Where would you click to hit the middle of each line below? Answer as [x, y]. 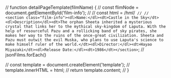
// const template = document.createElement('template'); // [68, 65]
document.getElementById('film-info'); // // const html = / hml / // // [77, 13]
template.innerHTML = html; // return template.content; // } [67, 70]
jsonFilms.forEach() [26, 55]
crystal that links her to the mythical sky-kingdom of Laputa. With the [86, 27]
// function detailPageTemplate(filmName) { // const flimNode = [72, 7]
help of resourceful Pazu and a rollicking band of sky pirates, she [81, 31]
